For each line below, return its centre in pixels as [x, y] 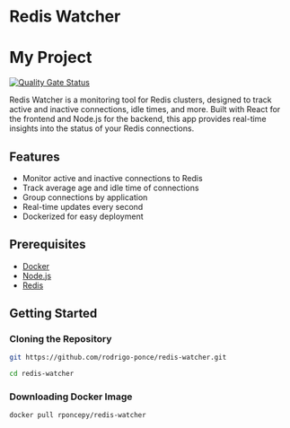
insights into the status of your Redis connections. [102, 128]
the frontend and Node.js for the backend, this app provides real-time [138, 119]
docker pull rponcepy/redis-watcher [78, 415]
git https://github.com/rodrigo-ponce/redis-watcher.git [118, 358]
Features [35, 157]
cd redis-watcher [42, 374]
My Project [51, 58]
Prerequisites [48, 245]
